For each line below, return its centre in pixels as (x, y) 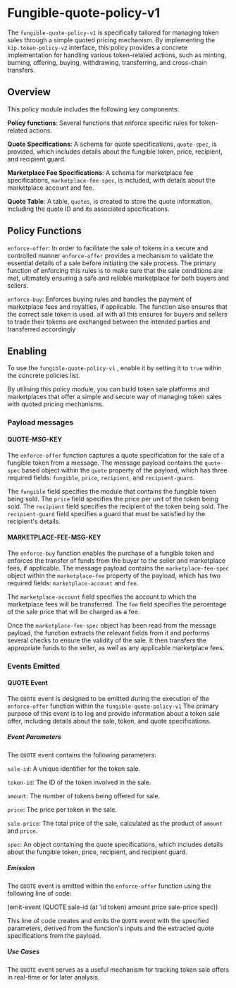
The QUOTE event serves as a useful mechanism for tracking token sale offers (118, 969)
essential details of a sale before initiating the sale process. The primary (112, 263)
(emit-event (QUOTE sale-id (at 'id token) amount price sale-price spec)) (113, 907)
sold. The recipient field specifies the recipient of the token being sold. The (118, 506)
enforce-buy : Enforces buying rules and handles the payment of (100, 299)
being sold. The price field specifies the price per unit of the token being (113, 499)
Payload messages (41, 422)
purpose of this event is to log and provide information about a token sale (114, 713)
